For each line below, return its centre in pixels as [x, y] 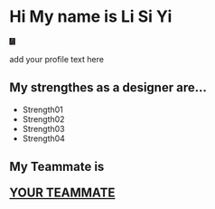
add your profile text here [56, 59]
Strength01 [42, 109]
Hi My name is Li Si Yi [91, 17]
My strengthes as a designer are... [108, 88]
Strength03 [43, 128]
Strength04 [44, 138]
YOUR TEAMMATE [62, 193]
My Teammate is [57, 167]
